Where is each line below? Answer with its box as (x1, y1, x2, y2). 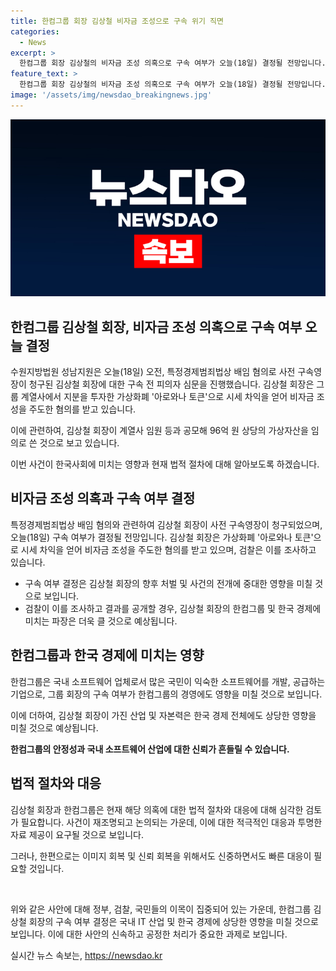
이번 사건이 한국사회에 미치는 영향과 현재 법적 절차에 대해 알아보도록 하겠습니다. (10, 458, 320, 470)
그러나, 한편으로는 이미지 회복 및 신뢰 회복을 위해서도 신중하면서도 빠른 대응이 (10, 850, 312, 862)
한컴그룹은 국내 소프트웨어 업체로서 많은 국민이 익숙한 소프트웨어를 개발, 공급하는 (10, 675, 326, 687)
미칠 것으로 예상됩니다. (10, 721, 99, 734)
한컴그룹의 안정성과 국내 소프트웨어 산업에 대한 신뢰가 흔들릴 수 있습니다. (10, 743, 290, 755)
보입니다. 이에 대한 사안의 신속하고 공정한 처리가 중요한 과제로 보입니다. (10, 928, 288, 940)
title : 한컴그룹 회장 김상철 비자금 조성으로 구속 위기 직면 (10, 16, 224, 26)
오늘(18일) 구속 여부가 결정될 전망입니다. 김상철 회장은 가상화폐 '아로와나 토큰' (10, 531, 314, 543)
